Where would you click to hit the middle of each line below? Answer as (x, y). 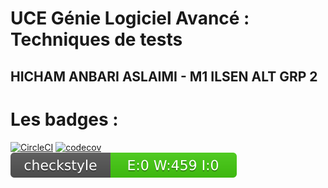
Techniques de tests (96, 39)
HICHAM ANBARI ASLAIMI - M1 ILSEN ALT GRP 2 (164, 76)
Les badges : (64, 119)
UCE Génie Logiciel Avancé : (130, 18)
